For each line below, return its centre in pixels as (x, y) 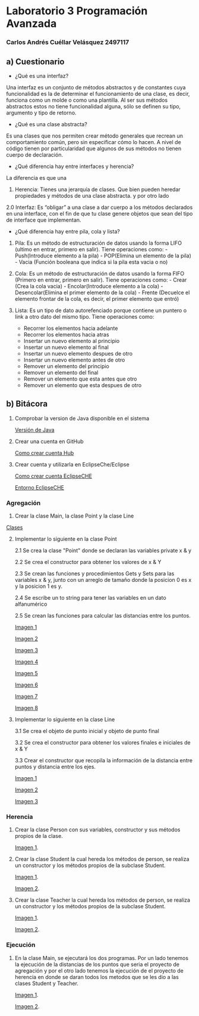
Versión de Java (34, 429)
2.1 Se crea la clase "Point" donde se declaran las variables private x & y (103, 551)
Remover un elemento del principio (67, 366)
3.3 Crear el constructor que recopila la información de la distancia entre (104, 761)
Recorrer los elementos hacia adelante (71, 328)
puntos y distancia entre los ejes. (55, 767)
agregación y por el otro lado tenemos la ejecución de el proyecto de (99, 970)
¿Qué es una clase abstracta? (51, 124)
